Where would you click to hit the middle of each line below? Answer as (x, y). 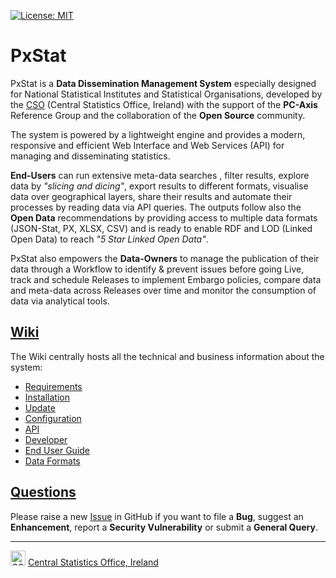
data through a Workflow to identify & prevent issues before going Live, (157, 269)
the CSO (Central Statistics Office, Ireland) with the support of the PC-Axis (164, 104)
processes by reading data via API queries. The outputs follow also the (156, 207)
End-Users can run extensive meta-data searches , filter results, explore (160, 175)
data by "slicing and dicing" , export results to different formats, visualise (159, 186)
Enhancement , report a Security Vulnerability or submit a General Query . (164, 527)
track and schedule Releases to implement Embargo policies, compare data (166, 279)
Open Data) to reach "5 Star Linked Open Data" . (109, 239)
